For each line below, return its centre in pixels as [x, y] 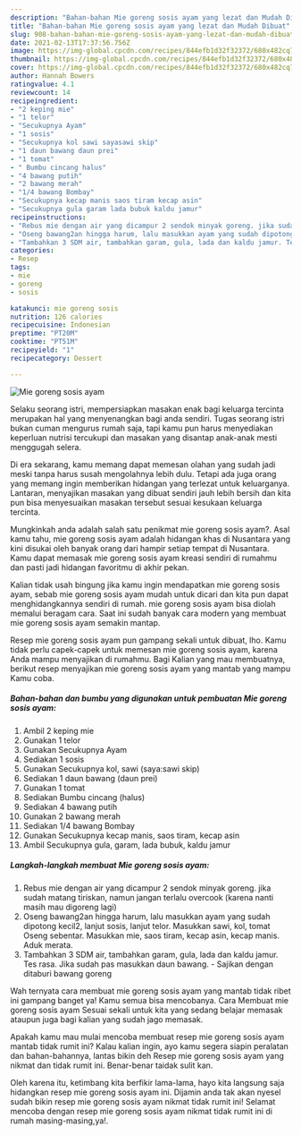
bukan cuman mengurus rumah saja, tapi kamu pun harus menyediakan [142, 428]
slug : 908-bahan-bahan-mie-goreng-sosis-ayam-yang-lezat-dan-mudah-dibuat [152, 34]
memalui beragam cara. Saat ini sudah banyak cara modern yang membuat [148, 613]
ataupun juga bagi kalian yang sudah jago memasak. [107, 1019]
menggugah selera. [46, 447]
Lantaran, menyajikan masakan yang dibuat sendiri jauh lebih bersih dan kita [150, 492]
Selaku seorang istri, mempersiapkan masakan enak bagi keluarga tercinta [147, 409]
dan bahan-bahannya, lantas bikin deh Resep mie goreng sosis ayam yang [147, 1055]
